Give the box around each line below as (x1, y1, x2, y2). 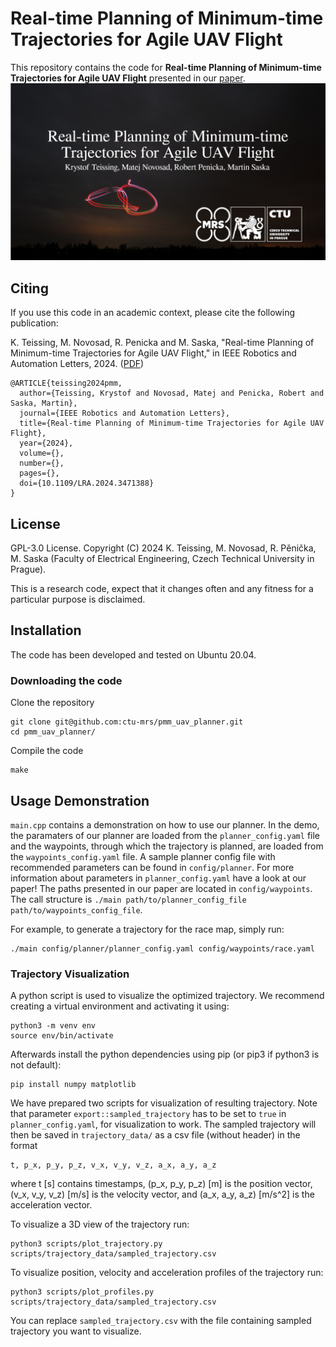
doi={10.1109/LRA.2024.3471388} (19, 478, 155, 489)
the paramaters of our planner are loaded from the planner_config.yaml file (10, 829, 321, 841)
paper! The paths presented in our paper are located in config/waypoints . (10, 882, 313, 894)
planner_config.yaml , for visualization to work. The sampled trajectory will (10, 1118, 317, 1131)
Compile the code (10, 745, 84, 757)
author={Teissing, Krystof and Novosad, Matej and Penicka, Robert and (19, 388, 325, 399)
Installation (10, 622, 82, 639)
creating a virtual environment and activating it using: (10, 1000, 230, 1012)
